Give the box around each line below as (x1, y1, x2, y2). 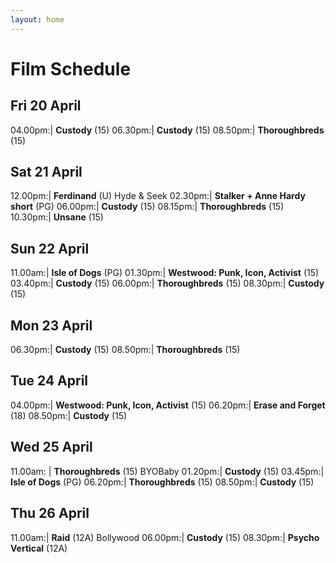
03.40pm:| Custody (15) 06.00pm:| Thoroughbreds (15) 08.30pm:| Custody (10, 277, 325, 290)
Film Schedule (10, 57, 132, 80)
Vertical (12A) (10, 542, 68, 554)
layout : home (10, 14, 65, 25)
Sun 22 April (10, 240, 90, 257)
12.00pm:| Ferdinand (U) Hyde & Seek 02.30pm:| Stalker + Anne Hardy (10, 190, 306, 202)
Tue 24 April (10, 372, 89, 390)
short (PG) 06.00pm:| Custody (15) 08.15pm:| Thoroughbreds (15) (10, 201, 285, 213)
